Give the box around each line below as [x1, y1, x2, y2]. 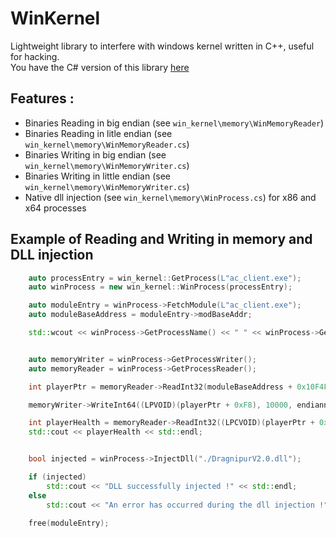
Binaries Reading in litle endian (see [24, 127, 173, 139]
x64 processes [24, 202, 87, 214]
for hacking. [10, 50, 60, 62]
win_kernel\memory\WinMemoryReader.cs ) [24, 138, 190, 150]
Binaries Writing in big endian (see [24, 148, 167, 161]
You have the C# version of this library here [10, 61, 190, 73]
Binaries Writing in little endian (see [24, 170, 171, 182]
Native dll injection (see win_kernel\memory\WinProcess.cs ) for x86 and [24, 191, 317, 203]
